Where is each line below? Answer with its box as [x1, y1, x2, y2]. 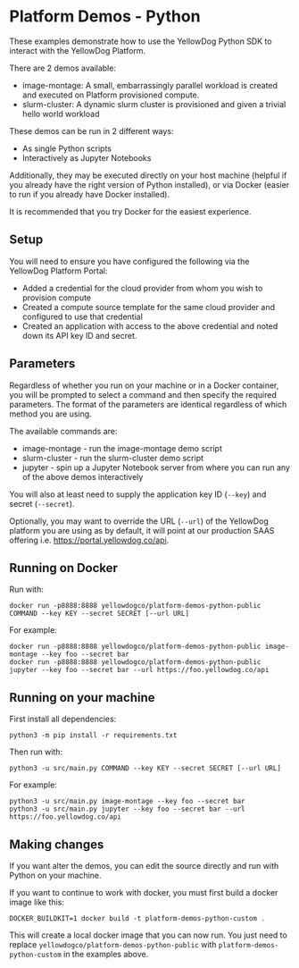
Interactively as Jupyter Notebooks [21, 152, 152, 163]
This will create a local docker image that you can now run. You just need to [9, 930, 287, 940]
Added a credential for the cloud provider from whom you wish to [21, 282, 263, 293]
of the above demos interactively [21, 471, 144, 482]
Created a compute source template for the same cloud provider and [21, 301, 275, 312]
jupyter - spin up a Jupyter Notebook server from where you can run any [21, 462, 290, 473]
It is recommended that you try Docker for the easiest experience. [9, 206, 252, 216]
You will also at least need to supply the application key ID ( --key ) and [9, 489, 267, 500]
